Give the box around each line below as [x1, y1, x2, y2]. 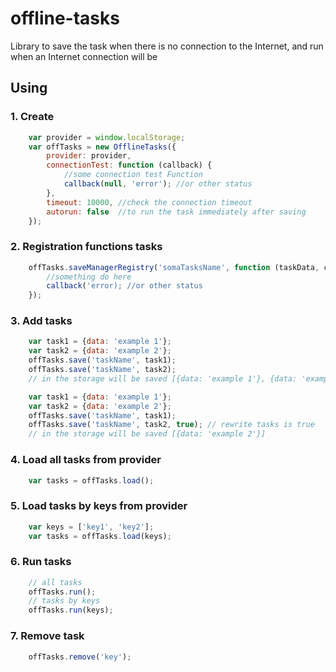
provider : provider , [46, 151, 132, 161]
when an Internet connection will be [10, 50, 158, 62]
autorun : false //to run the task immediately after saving [46, 207, 307, 217]
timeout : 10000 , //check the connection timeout [46, 197, 253, 207]
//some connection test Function [63, 170, 203, 180]
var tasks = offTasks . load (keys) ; [28, 531, 172, 541]
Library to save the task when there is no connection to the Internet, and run [10, 40, 324, 52]
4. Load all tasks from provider [10, 453, 162, 467]
